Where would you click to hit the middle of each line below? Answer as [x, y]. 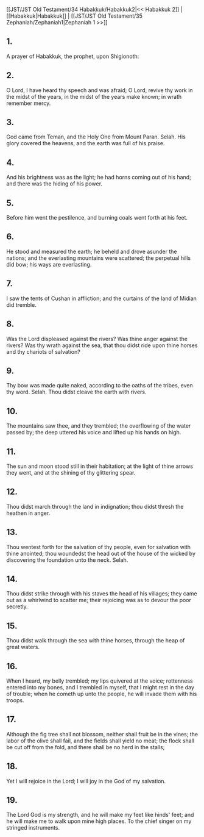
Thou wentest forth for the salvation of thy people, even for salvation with [98, 547]
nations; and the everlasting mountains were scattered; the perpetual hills [98, 258]
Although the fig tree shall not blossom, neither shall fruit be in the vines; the [102, 734]
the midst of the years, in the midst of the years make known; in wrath [94, 96]
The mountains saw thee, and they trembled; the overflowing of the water [99, 426]
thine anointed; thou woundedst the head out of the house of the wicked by [101, 553]
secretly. [17, 606]
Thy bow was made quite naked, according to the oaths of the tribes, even [100, 386]
